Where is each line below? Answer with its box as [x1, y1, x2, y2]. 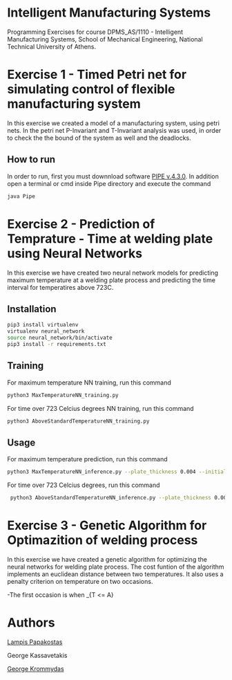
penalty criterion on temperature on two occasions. [7, 577, 153, 585]
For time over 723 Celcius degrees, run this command [7, 481, 160, 489]
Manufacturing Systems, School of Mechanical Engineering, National [7, 35, 203, 43]
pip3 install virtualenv [7, 322, 79, 329]
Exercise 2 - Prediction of [7, 216, 155, 232]
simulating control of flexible [7, 82, 175, 98]
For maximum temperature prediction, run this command [7, 455, 168, 463]
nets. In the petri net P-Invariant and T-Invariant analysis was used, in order [7, 126, 222, 134]
